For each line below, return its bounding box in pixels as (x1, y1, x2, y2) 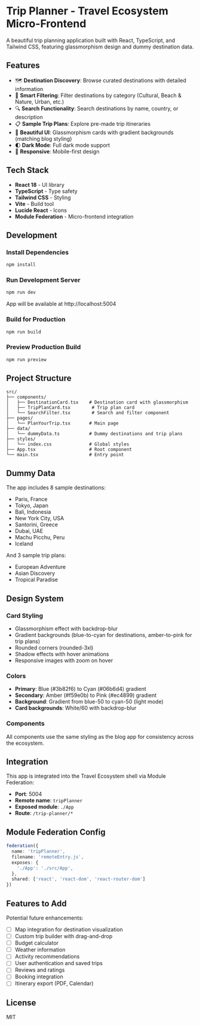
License (6, 997, 36, 1008)
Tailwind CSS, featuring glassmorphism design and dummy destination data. (6, 43, 194, 50)
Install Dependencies (6, 248, 69, 256)
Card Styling (6, 611, 44, 620)
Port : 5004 (14, 790, 42, 797)
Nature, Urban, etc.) (14, 98, 64, 105)
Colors (6, 672, 26, 680)
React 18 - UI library (14, 181, 64, 188)
